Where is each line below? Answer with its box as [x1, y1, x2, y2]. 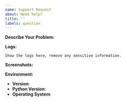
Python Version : [12, 86, 46, 92]
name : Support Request [5, 7, 51, 12]
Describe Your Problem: [5, 34, 55, 40]
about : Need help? [5, 12, 43, 17]
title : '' [5, 16, 25, 21]
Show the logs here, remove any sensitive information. [5, 53, 122, 58]
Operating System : [12, 91, 51, 97]
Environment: [5, 72, 33, 77]
